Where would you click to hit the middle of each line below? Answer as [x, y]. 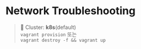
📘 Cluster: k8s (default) [48, 27]
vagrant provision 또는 [48, 34]
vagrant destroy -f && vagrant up [63, 40]
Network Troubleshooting [70, 11]
